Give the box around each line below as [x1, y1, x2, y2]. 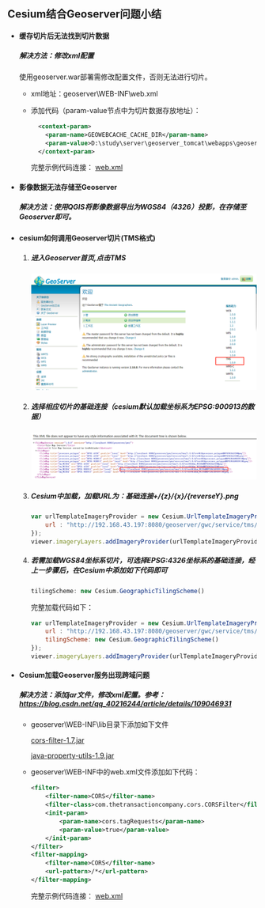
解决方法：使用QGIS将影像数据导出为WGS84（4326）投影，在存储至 [18, 202, 247, 211]
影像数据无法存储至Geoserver [18, 183, 118, 192]
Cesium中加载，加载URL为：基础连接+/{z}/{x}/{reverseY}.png [30, 491, 239, 501]
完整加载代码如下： [30, 602, 94, 611]
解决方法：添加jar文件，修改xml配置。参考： [18, 690, 165, 700]
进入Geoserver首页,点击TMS [30, 252, 127, 263]
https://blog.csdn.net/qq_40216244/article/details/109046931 [18, 699, 232, 709]
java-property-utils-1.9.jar [30, 751, 115, 761]
